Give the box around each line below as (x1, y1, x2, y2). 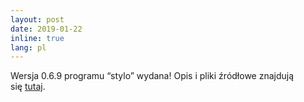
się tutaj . (10, 81, 46, 93)
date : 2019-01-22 (10, 24, 83, 34)
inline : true (10, 33, 65, 43)
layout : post (10, 14, 65, 25)
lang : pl (10, 42, 47, 53)
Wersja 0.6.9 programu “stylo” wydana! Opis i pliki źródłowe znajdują (10, 70, 295, 82)
